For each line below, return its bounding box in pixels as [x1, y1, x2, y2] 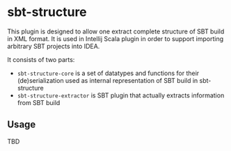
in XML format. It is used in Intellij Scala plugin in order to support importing [7, 34, 224, 42]
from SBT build [17, 98, 61, 106]
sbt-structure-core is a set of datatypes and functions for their [17, 69, 200, 77]
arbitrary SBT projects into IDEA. [7, 42, 100, 50]
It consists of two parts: [7, 55, 75, 63]
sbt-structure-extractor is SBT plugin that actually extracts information [17, 91, 225, 100]
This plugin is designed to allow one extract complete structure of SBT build [7, 27, 225, 35]
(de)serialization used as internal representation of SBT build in [17, 76, 198, 84]
